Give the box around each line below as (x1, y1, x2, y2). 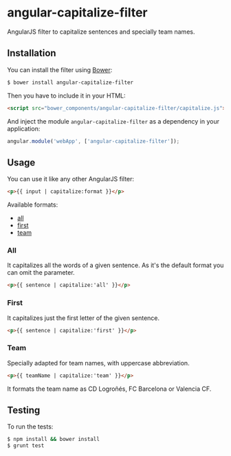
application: (7, 124, 41, 133)
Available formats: (7, 201, 58, 209)
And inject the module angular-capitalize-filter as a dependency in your (7, 117, 220, 125)
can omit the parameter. (7, 269, 75, 277)
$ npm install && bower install (7, 436, 100, 443)
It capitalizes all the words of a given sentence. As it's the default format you (7, 261, 224, 269)
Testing (7, 404, 41, 416)
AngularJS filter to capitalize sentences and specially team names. (7, 27, 195, 36)
